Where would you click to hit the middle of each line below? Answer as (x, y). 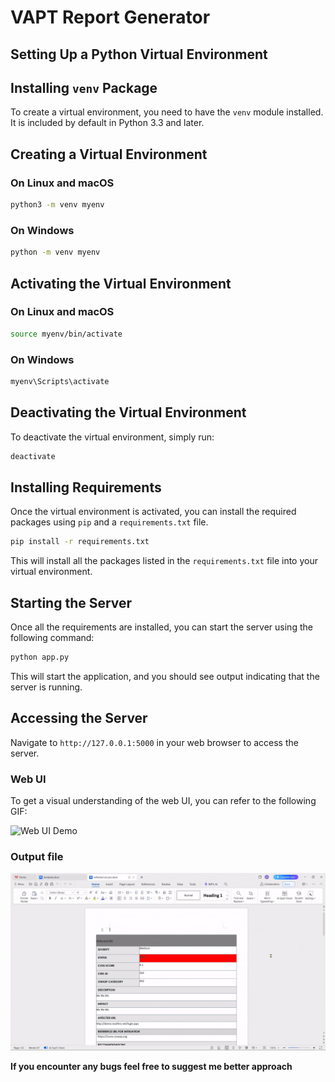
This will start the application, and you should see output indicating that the (165, 676)
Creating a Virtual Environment (109, 154)
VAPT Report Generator (110, 17)
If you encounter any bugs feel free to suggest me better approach (151, 1066)
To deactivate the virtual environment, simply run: (112, 437)
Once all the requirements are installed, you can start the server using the (161, 627)
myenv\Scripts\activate (60, 381)
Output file (37, 856)
